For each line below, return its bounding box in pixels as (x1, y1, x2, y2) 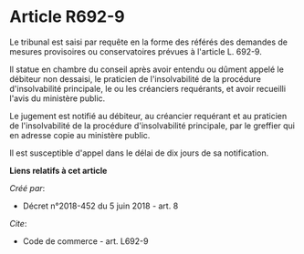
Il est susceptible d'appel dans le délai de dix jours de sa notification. (9, 147, 269, 158)
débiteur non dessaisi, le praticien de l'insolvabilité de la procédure (9, 73, 262, 84)
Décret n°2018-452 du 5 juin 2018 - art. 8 (22, 200, 179, 211)
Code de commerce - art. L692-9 (22, 235, 149, 247)
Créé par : (9, 182, 46, 193)
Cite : (9, 218, 27, 229)
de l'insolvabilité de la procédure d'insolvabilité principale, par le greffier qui (9, 120, 295, 131)
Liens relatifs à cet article (9, 165, 108, 176)
